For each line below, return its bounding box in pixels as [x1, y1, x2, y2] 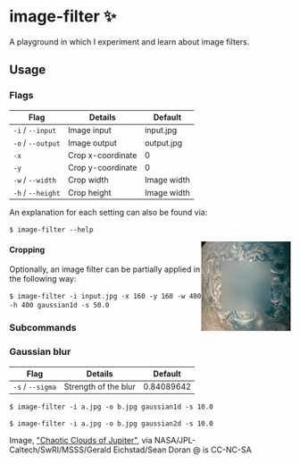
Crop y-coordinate [68, 163, 137, 173]
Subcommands [9, 322, 77, 334]
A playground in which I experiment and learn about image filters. [9, 36, 250, 46]
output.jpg [144, 137, 183, 148]
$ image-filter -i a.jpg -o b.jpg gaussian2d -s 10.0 [9, 418, 214, 428]
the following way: [9, 274, 77, 284]
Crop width [68, 174, 109, 185]
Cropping [9, 244, 46, 255]
